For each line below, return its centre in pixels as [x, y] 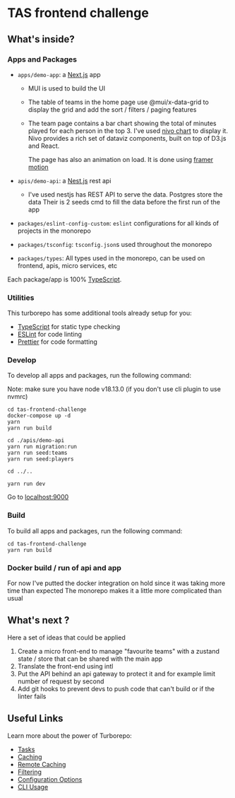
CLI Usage [33, 787]
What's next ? [38, 620]
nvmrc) [18, 397]
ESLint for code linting [50, 335]
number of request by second [61, 681]
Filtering [30, 772]
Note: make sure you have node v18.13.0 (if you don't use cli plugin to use [114, 389]
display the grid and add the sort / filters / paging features [112, 109]
